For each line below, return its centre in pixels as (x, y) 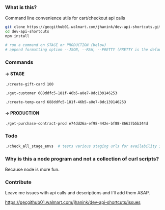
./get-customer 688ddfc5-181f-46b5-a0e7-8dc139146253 (61, 93)
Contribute (18, 182)
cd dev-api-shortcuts (27, 32)
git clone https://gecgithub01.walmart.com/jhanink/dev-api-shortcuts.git (83, 27)
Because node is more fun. (32, 169)
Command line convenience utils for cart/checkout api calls (65, 18)
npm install (17, 36)
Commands (19, 62)
